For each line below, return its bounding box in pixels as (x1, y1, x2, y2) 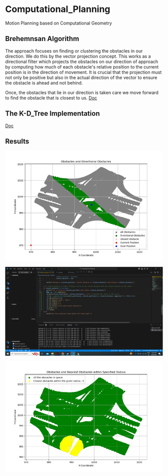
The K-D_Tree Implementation (5, 109, 100, 118)
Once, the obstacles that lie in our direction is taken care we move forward (5, 89, 159, 96)
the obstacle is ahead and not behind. (5, 80, 83, 86)
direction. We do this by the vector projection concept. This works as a (5, 53, 151, 59)
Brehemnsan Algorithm (5, 35, 79, 43)
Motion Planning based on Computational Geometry (5, 20, 112, 26)
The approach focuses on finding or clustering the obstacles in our (5, 48, 143, 54)
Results (5, 137, 29, 146)
